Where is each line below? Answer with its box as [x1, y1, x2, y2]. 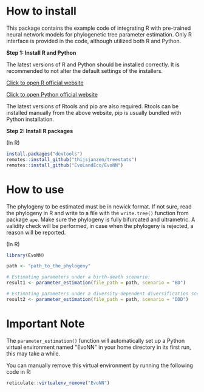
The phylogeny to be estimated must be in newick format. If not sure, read [6, 202, 192, 210]
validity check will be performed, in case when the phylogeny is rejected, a [6, 222, 194, 229]
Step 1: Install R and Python [6, 49, 76, 56]
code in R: [6, 368, 32, 375]
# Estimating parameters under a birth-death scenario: [6, 274, 151, 280]
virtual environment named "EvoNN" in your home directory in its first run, [6, 343, 191, 351]
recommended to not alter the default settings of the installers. [6, 67, 163, 74]
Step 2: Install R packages [6, 127, 73, 134]
